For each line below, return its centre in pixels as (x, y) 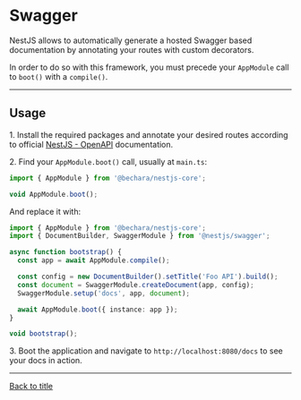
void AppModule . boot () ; (54, 194)
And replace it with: (45, 211)
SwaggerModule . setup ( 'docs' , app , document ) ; (104, 293)
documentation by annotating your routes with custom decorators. (132, 49)
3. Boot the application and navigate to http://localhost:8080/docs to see (146, 351)
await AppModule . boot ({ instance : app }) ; (98, 310)
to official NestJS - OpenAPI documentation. (91, 144)
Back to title (31, 387)
